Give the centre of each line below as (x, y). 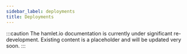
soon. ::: (16, 46)
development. (23, 39)
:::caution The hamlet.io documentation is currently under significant (89, 33)
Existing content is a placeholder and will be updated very (111, 39)
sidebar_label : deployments (41, 11)
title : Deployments (30, 17)
